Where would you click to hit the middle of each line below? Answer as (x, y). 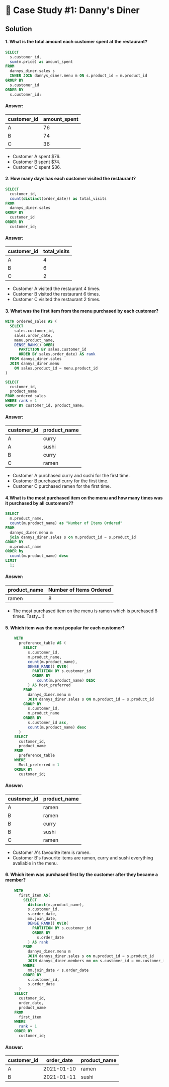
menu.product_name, (35, 340)
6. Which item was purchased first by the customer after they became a (82, 875)
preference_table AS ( (42, 643)
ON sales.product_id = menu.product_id (56, 368)
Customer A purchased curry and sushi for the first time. (71, 476)
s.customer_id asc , (48, 723)
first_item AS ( (34, 895)
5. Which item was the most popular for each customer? (65, 628)
